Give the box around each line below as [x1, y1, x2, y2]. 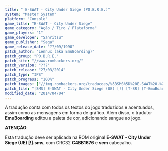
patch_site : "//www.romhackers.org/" [5, 58, 84, 63]
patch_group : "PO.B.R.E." [5, 53, 59, 59]
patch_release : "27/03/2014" [5, 68, 66, 73]
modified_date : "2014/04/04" [5, 91, 66, 96]
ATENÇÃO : [5, 125, 28, 131]
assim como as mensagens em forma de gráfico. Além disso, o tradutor [5, 110, 152, 116]
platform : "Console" [5, 16, 48, 21]
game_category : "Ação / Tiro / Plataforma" [5, 26, 97, 31]
